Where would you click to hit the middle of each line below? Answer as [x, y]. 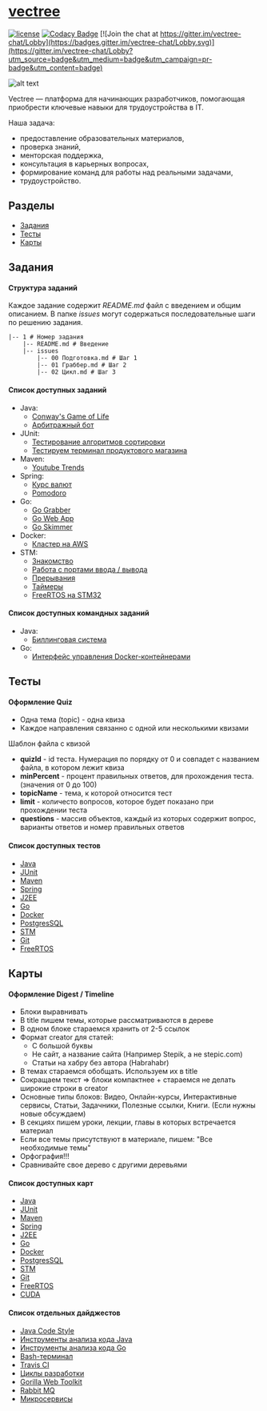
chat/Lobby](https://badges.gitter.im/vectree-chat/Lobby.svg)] [112, 42]
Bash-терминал [46, 1356]
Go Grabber [51, 510]
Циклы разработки [52, 1373]
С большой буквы [62, 1046]
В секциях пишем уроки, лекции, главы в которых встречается [128, 1122]
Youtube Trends [58, 467]
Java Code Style [47, 1330]
